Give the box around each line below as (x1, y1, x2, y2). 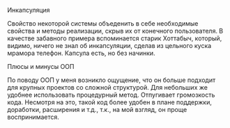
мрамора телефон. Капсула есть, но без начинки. (7, 49, 155, 57)
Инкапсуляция (7, 6, 50, 14)
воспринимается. (7, 113, 59, 121)
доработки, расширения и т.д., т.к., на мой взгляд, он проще (7, 106, 187, 113)
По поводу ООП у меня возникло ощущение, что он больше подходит (7, 76, 216, 84)
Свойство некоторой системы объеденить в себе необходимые (7, 19, 199, 27)
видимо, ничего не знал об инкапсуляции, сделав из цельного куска (7, 42, 212, 49)
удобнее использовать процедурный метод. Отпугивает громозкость (7, 90, 215, 99)
